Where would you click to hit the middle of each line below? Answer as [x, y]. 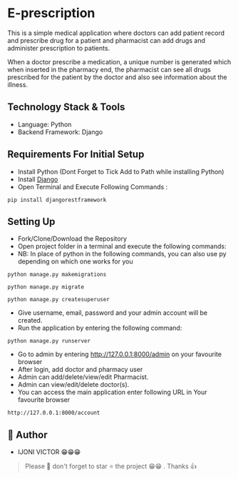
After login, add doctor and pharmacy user [80, 370]
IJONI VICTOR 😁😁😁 [49, 452]
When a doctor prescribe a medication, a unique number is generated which [119, 61]
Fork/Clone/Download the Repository [72, 239]
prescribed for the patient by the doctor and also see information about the [118, 77]
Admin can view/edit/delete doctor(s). [73, 385]
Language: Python [45, 124]
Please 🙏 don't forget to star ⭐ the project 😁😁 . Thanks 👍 [111, 466]
